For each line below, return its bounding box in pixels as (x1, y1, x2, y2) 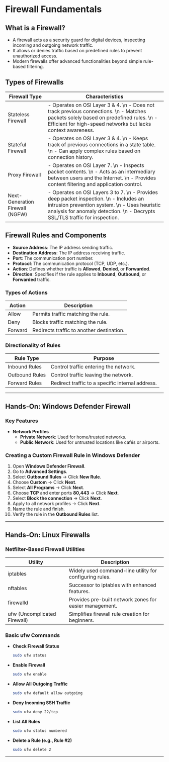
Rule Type (14, 355, 39, 362)
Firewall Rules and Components (5, 231, 107, 240)
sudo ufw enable (12, 672, 47, 677)
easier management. (68, 602, 117, 609)
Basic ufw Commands (5, 632, 60, 639)
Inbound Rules (8, 363, 42, 370)
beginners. (68, 617, 95, 624)
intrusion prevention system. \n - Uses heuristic (47, 201, 161, 208)
